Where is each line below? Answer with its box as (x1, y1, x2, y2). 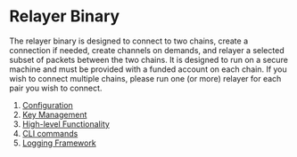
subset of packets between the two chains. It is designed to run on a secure (9, 54, 288, 65)
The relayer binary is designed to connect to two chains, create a (9, 35, 249, 46)
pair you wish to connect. (9, 82, 103, 93)
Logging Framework (21, 137, 96, 148)
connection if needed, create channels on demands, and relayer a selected (9, 44, 285, 55)
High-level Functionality (21, 118, 110, 130)
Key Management (21, 109, 87, 120)
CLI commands (21, 128, 78, 138)
